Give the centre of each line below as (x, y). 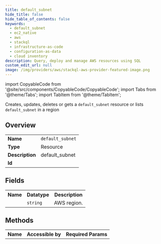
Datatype (38, 195)
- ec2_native (23, 33)
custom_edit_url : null (29, 65)
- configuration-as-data (35, 51)
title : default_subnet (29, 10)
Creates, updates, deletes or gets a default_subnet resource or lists (74, 104)
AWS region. (68, 203)
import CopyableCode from (33, 84)
